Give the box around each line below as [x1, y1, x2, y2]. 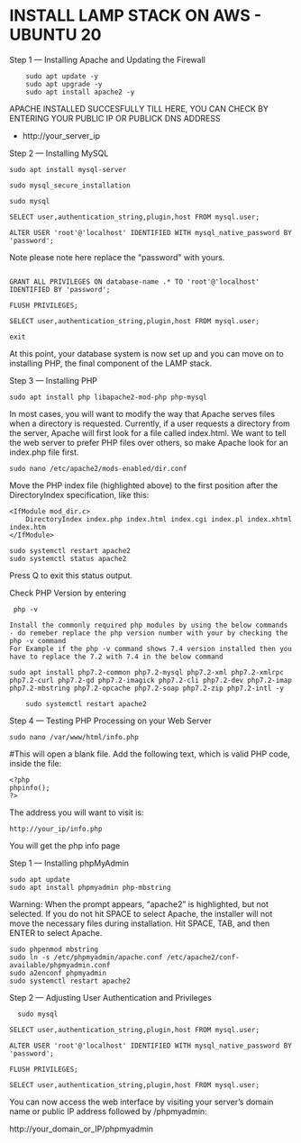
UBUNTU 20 [9, 24, 102, 45]
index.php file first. [9, 447, 79, 458]
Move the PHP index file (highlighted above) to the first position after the [9, 479, 278, 491]
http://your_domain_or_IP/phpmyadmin [9, 1123, 154, 1134]
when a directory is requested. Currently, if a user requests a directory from [9, 418, 291, 429]
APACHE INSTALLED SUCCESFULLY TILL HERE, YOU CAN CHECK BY [9, 103, 269, 113]
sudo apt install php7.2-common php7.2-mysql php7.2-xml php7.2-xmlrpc [9, 667, 284, 676]
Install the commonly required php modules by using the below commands [9, 621, 288, 630]
